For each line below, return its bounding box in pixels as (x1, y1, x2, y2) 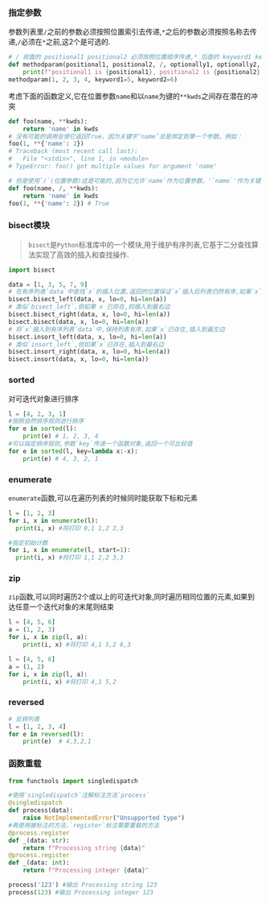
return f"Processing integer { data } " (22, 866, 149, 875)
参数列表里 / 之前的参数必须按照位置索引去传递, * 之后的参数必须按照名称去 (8, 27, 251, 37)
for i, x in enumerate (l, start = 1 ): (8, 546, 131, 554)
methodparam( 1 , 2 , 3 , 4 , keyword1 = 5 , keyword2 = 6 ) (8, 75, 178, 84)
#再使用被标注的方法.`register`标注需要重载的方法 (8, 821, 159, 829)
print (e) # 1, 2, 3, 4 (22, 433, 99, 441)
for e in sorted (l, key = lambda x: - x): (8, 447, 138, 455)
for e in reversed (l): (8, 730, 84, 738)
